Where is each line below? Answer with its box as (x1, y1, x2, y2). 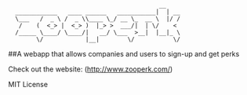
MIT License (8, 80, 49, 89)
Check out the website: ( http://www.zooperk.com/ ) (8, 64, 173, 74)
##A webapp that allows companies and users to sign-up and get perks (8, 49, 240, 58)
